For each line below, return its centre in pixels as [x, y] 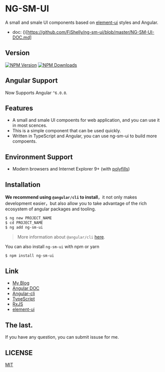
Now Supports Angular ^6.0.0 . [36, 93]
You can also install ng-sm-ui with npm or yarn [52, 246]
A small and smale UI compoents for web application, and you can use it [86, 120]
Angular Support [31, 81]
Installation [23, 185]
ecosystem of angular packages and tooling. [51, 209]
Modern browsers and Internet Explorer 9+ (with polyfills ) [71, 169]
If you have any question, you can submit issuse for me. [62, 337]
